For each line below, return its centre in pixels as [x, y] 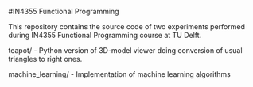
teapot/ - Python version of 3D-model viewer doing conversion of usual [125, 50]
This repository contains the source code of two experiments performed [127, 26]
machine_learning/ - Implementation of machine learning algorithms [119, 74]
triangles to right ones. [45, 59]
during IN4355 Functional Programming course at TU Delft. [105, 35]
